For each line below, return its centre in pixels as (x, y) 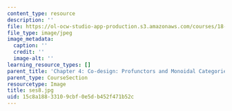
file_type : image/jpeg (40, 33)
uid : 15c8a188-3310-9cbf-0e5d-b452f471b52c (71, 97)
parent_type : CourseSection (48, 78)
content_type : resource (41, 13)
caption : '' (31, 46)
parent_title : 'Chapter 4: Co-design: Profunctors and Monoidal (101, 71)
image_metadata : (30, 39)
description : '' (30, 20)
